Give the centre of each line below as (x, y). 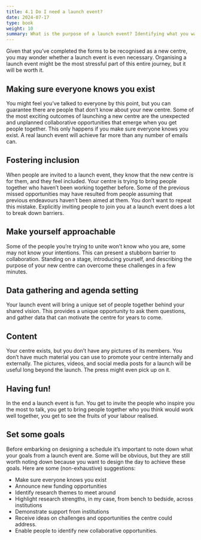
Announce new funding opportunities (61, 486)
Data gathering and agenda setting (72, 290)
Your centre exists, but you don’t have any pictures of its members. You (94, 351)
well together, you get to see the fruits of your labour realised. (82, 416)
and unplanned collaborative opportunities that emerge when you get (92, 122)
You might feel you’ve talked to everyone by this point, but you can (89, 103)
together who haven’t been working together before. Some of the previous (98, 187)
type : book (20, 23)
